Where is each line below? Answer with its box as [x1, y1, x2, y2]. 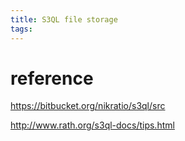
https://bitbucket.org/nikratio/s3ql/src [10, 100, 166, 112]
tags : [10, 24, 33, 34]
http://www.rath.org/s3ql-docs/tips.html [10, 119, 175, 131]
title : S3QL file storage [10, 14, 118, 25]
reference [10, 67, 94, 90]
